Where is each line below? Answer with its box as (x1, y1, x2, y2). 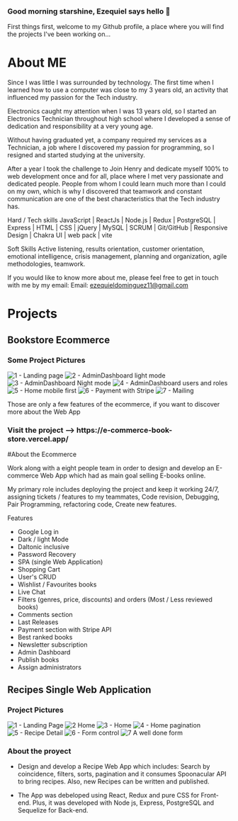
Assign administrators (17, 663, 81, 672)
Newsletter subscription (17, 640, 88, 649)
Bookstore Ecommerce (7, 334, 110, 346)
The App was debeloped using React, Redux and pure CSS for (17, 791, 200, 800)
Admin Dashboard (17, 648, 71, 657)
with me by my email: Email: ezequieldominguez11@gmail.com (7, 281, 189, 290)
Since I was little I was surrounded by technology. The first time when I (7, 78, 214, 87)
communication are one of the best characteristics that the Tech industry (7, 195, 221, 203)
